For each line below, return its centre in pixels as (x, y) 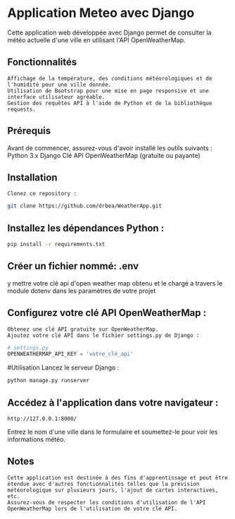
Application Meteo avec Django (101, 13)
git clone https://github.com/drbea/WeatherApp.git (84, 206)
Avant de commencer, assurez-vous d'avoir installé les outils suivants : (110, 148)
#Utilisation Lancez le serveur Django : (63, 367)
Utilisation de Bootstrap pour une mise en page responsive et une (108, 91)
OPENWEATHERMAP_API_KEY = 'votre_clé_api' (70, 354)
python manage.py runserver (49, 381)
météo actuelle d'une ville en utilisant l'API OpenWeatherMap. (96, 39)
